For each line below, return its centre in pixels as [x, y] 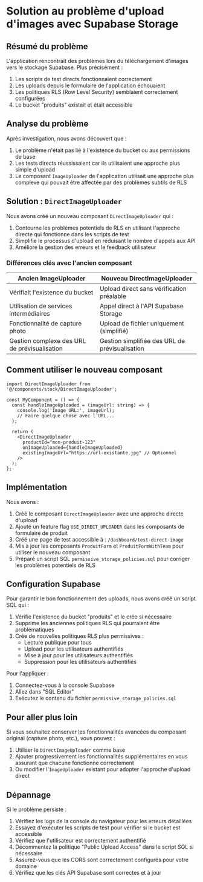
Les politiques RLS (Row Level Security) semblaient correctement [96, 92]
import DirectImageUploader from [48, 384]
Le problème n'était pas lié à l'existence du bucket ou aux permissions [102, 150]
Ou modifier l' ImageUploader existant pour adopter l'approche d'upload [103, 769]
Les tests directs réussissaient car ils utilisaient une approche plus [97, 163]
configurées [30, 98]
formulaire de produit [41, 533]
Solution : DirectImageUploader [64, 201]
